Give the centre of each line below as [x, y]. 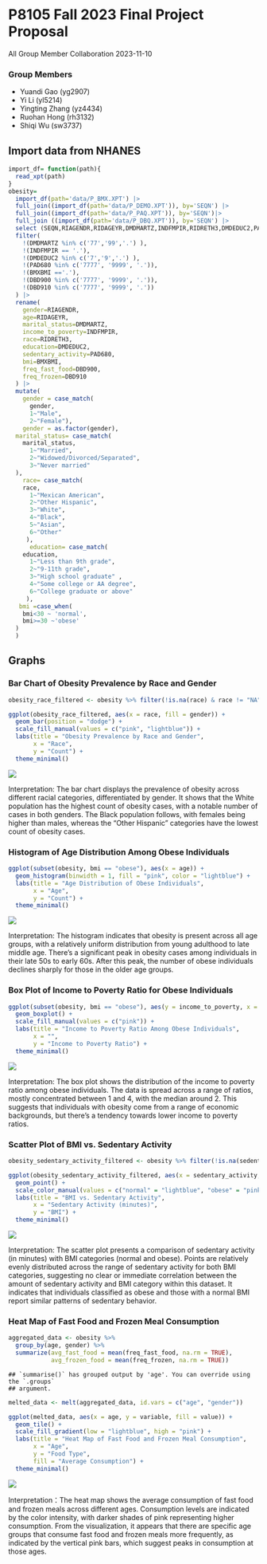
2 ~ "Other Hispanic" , [63, 503]
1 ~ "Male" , [45, 413]
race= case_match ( [53, 480]
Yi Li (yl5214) [41, 100]
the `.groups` [32, 1381]
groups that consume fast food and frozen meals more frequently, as [121, 1534]
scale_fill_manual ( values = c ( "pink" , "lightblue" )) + [108, 729]
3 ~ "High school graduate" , [76, 577]
